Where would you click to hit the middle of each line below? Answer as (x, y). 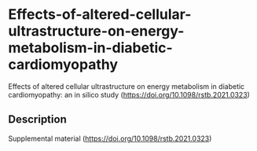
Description (37, 120)
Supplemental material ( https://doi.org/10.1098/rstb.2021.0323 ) (110, 138)
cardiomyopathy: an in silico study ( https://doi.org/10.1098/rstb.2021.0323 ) (129, 94)
